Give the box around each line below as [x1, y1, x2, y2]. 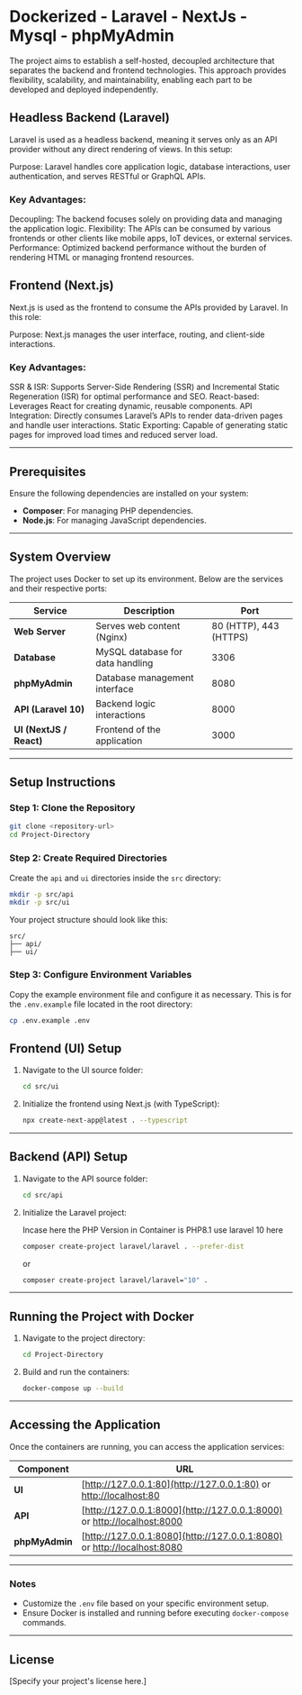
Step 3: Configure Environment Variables [9, 969, 192, 981]
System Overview [9, 550, 111, 565]
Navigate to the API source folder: [22, 1173, 148, 1184]
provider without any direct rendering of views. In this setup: [9, 143, 234, 154]
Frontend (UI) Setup [9, 1041, 122, 1056]
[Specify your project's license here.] [9, 1675, 147, 1686]
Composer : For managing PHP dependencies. [22, 505, 194, 515]
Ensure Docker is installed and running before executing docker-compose [22, 1608, 289, 1618]
